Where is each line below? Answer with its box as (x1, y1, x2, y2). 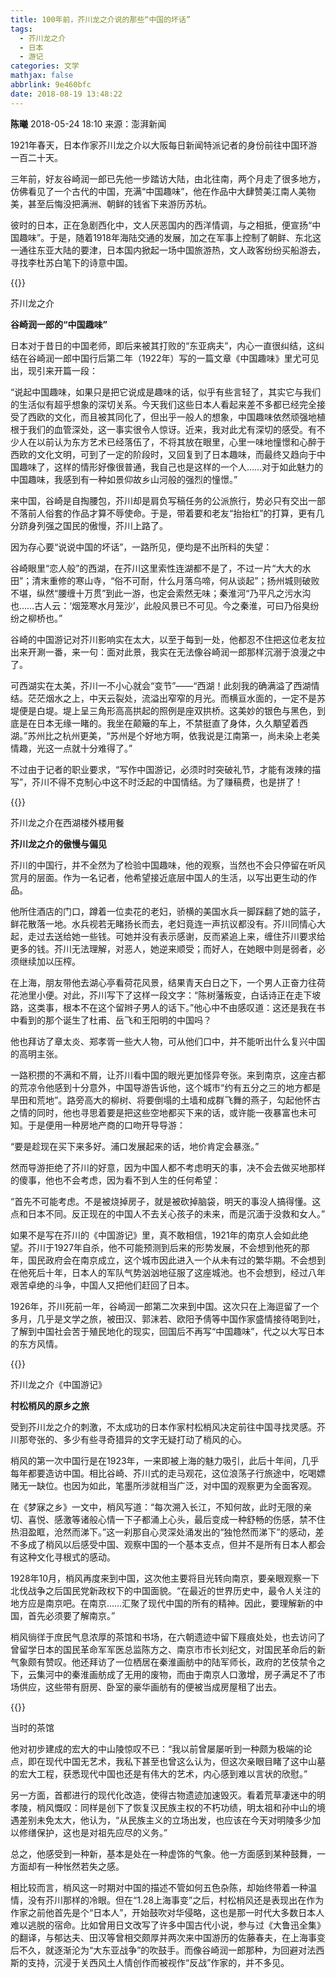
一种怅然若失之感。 (44, 1860, 125, 1872)
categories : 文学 (10, 61, 80, 71)
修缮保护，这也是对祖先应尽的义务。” (18, 1826, 168, 1838)
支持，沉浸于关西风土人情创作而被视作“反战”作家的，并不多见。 (27, 1956, 290, 1968)
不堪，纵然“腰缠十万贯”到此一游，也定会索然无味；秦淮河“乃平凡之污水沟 (10, 587, 312, 599)
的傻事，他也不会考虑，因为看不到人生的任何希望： (10, 1174, 221, 1186)
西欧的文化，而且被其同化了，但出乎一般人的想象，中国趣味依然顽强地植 (27, 411, 326, 423)
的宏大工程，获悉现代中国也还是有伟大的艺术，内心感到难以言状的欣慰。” (10, 1767, 308, 1780)
